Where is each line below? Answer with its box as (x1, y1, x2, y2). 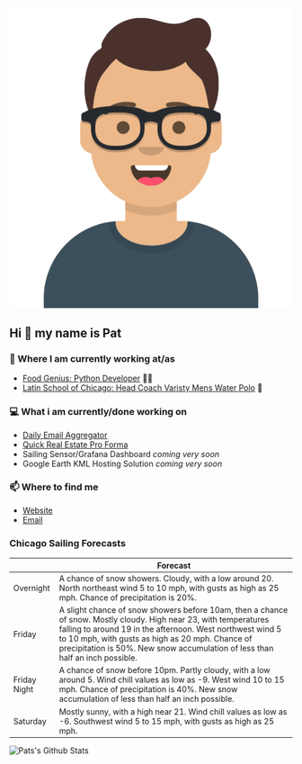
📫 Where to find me (9, 481, 99, 493)
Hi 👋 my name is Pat (9, 325, 122, 340)
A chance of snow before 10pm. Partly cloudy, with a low (58, 665, 271, 676)
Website (22, 505, 54, 516)
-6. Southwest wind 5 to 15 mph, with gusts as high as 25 (58, 715, 274, 726)
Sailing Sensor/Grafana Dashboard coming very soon (22, 448, 220, 459)
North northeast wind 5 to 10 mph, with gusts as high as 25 (58, 582, 280, 593)
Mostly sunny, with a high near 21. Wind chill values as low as (58, 706, 288, 717)
